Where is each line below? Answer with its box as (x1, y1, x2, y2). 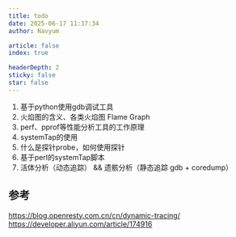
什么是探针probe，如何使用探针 (19, 142, 125, 152)
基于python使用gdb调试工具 (19, 102, 114, 112)
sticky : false (8, 71, 57, 79)
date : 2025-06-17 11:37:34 (8, 19, 99, 28)
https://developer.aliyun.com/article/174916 (8, 219, 153, 229)
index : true (8, 49, 48, 57)
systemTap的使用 (19, 132, 78, 142)
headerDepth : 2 (8, 64, 60, 72)
